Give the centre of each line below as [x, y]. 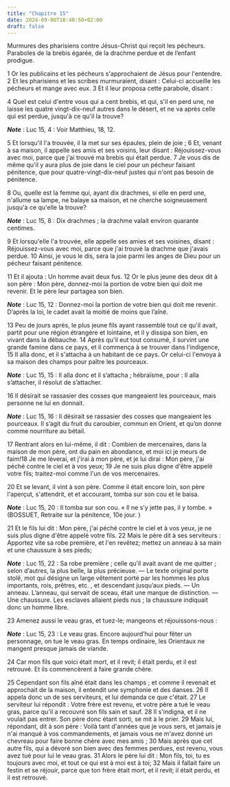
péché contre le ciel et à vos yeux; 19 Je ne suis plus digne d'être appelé [110, 466]
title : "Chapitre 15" [38, 13]
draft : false [26, 26]
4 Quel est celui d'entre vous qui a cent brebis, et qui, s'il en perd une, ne [111, 102]
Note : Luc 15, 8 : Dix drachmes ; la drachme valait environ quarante [103, 221]
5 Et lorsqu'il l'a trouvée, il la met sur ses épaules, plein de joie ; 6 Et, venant [114, 143]
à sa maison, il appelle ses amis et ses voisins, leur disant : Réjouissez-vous [114, 150]
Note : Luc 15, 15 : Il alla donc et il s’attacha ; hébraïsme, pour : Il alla [103, 375]
